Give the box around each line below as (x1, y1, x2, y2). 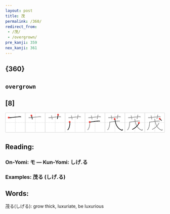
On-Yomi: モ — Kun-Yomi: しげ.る (5, 158, 88, 166)
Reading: (5, 142, 34, 151)
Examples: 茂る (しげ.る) (5, 173, 66, 180)
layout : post (5, 8, 33, 13)
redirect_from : (5, 24, 37, 29)
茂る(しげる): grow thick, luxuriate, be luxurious (5, 203, 104, 209)
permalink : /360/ (5, 19, 42, 24)
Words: (5, 189, 29, 198)
